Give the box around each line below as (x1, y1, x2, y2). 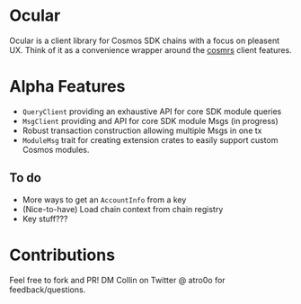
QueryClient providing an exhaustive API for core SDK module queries (22, 105, 282, 117)
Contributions (9, 245, 115, 265)
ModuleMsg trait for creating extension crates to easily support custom (22, 134, 279, 145)
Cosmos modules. (22, 144, 90, 155)
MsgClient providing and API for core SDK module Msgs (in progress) (22, 115, 279, 126)
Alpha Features (9, 76, 126, 97)
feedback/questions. (9, 284, 86, 295)
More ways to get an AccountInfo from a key (22, 194, 187, 205)
